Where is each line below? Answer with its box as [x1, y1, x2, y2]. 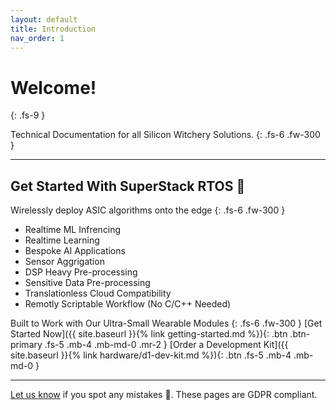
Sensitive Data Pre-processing [24, 277, 151, 289]
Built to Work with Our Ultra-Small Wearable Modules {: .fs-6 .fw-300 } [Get [10, 317, 323, 330]
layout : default [10, 14, 78, 25]
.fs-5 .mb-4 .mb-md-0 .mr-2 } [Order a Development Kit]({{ [44, 339, 289, 351]
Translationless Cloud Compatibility [24, 287, 172, 300]
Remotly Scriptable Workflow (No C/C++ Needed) [24, 298, 232, 310]
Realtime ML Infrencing [24, 224, 122, 236]
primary [10, 339, 43, 351]
